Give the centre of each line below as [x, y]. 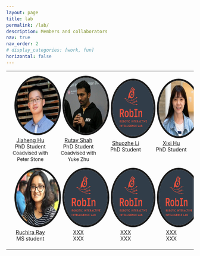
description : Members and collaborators [57, 31]
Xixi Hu [171, 143]
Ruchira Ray [30, 232]
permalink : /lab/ [28, 25]
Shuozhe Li [126, 143]
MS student [30, 238]
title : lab [20, 19]
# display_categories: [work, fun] [50, 50]
